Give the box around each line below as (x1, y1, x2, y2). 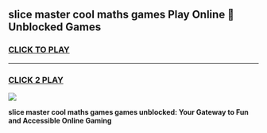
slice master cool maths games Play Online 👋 (8, 8, 234, 22)
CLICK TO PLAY (8, 45, 70, 56)
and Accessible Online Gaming (8, 115, 112, 125)
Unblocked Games (8, 21, 102, 34)
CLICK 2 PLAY (8, 74, 64, 85)
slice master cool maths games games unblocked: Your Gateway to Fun (8, 107, 249, 116)
